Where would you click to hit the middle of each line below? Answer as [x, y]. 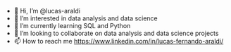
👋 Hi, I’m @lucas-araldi [47, 11]
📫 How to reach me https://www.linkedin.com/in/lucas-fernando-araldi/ [119, 41]
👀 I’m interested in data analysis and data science [86, 18]
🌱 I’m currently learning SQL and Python [72, 26]
